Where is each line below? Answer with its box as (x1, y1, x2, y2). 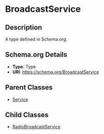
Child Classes (5, 111, 49, 119)
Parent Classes (5, 83, 53, 92)
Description (5, 23, 42, 32)
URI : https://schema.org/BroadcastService (12, 69, 99, 75)
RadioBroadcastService (12, 124, 61, 130)
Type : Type (12, 63, 36, 70)
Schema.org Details (5, 50, 68, 59)
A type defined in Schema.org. (5, 36, 68, 42)
